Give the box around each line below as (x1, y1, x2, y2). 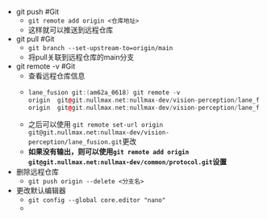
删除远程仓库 (15, 166, 59, 176)
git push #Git (15, 7, 60, 16)
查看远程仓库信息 (27, 71, 86, 80)
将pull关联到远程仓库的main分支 (27, 53, 135, 61)
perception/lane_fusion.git (27, 137, 123, 146)
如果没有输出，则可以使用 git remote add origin (27, 146, 190, 156)
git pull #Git (15, 34, 55, 44)
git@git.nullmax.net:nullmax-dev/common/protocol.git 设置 (27, 157, 227, 166)
